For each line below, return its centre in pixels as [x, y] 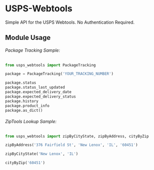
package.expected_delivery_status [41, 97]
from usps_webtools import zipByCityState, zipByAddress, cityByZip [77, 136]
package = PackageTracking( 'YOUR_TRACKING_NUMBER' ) [59, 74]
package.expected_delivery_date [38, 92]
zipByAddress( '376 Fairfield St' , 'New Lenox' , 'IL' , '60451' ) [72, 145]
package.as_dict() [24, 110]
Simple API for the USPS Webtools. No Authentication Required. [70, 22]
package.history [22, 101]
